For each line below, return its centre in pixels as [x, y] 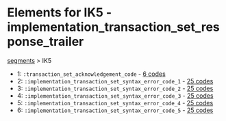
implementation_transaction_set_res [114, 27]
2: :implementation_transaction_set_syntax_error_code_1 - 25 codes [115, 81]
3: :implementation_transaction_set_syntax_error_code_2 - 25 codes [115, 88]
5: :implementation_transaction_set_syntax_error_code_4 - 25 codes [115, 103]
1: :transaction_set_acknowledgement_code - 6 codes [91, 74]
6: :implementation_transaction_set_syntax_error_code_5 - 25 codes [115, 110]
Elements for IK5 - [60, 13]
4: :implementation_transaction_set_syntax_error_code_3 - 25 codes [115, 95]
